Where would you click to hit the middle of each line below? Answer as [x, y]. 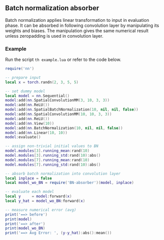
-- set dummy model [25, 91]
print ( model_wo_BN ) [25, 228]
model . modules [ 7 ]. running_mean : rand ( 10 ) [48, 160]
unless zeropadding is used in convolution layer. [54, 36]
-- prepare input [23, 77]
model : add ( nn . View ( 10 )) [30, 123]
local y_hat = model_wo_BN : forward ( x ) [45, 201]
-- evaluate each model [30, 192]
